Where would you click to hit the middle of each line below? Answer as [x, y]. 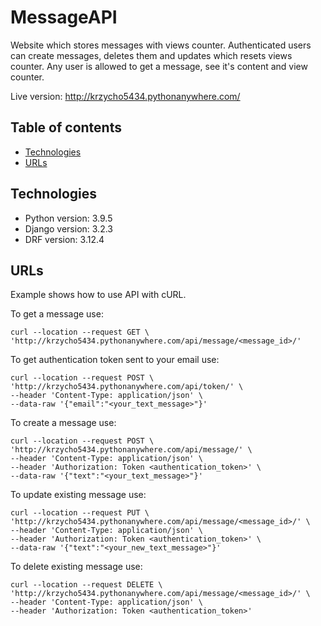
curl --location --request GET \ [80, 332]
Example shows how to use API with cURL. [98, 295]
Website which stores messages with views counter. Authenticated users [161, 45]
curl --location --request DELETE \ [86, 585]
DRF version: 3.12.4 [64, 239]
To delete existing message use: [76, 567]
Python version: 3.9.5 [68, 218]
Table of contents [66, 127]
